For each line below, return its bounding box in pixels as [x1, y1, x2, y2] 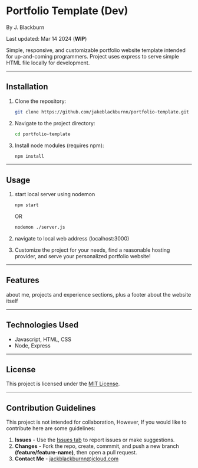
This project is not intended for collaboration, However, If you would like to [6, 418, 187, 426]
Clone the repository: [14, 97, 67, 105]
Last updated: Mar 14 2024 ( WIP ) [6, 35, 87, 42]
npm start [14, 202, 39, 208]
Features [6, 275, 39, 285]
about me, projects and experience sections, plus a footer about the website [6, 291, 192, 298]
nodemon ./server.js [14, 225, 65, 230]
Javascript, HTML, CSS [14, 336, 72, 343]
